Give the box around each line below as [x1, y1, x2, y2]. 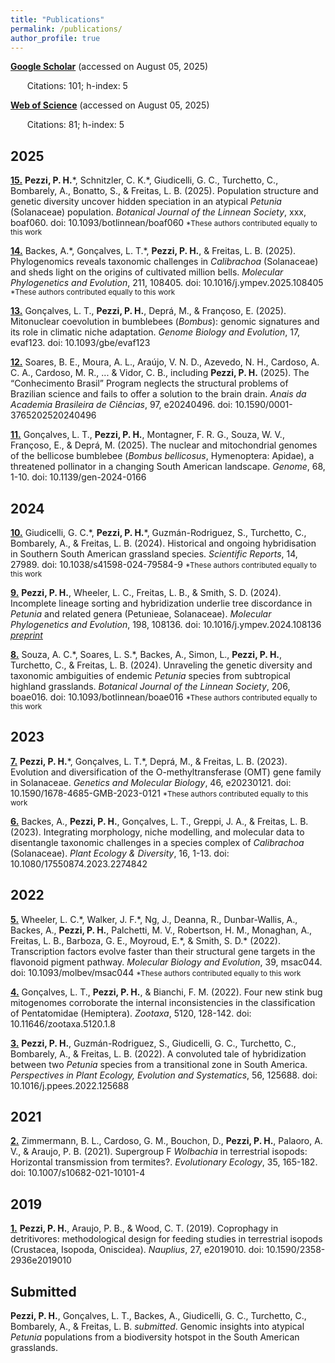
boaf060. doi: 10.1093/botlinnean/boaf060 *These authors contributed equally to [10, 217, 318, 229]
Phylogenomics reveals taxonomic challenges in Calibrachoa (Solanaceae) [10, 256, 319, 268]
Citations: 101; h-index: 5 [26, 80, 128, 92]
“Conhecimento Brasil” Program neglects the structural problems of [10, 377, 289, 390]
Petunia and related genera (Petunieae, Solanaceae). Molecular [10, 608, 272, 620]
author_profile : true [10, 33, 101, 43]
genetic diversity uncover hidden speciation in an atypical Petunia [10, 196, 282, 208]
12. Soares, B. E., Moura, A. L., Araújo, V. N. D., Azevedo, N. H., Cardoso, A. [10, 356, 320, 368]
